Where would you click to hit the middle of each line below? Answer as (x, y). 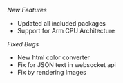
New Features (27, 10)
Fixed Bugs (23, 44)
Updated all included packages (61, 23)
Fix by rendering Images (51, 72)
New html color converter (54, 57)
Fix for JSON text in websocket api (66, 65)
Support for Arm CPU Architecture (66, 31)
